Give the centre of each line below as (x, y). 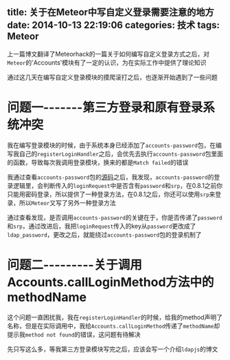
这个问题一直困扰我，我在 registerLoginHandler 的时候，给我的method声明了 (115, 317)
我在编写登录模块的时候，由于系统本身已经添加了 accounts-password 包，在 (112, 145)
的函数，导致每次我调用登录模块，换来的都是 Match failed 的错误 (98, 162)
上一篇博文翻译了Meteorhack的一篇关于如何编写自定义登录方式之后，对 (108, 54)
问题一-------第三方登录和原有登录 (105, 107)
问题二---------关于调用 (74, 265)
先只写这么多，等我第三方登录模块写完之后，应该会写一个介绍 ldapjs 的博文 (113, 349)
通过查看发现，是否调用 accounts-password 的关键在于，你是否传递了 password (115, 217)
